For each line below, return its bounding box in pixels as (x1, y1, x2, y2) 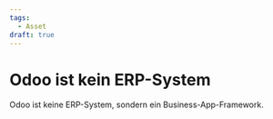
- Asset (17, 22, 47, 31)
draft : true (9, 30, 55, 39)
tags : (9, 13, 30, 23)
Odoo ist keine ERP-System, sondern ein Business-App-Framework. (9, 99, 264, 110)
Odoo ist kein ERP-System (9, 69, 211, 90)
